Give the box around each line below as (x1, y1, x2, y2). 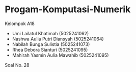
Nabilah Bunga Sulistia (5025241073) (12, 41, 90, 47)
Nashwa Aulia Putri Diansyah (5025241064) (12, 36, 104, 42)
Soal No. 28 (5, 62, 30, 68)
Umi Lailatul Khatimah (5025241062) (12, 30, 89, 36)
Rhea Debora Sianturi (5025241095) (12, 46, 88, 53)
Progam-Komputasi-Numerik (5, 4, 131, 15)
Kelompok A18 (5, 20, 35, 27)
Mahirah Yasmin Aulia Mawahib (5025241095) (12, 52, 109, 58)
